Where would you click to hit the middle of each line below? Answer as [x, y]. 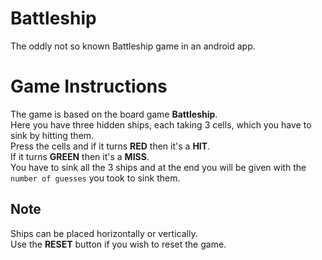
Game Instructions [89, 86]
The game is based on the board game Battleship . [114, 114]
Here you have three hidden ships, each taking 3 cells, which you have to [161, 124]
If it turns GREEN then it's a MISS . [80, 156]
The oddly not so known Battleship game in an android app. [133, 46]
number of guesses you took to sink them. [95, 178]
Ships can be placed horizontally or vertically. [104, 233]
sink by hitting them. [52, 135]
